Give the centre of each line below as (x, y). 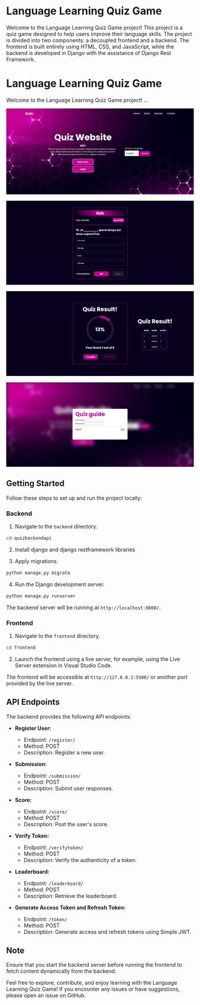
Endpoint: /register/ (49, 740)
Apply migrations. (36, 561)
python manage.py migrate (38, 573)
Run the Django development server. (60, 584)
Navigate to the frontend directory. (57, 636)
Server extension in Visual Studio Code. (63, 665)
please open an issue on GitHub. (46, 995)
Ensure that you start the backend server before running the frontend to (94, 965)
